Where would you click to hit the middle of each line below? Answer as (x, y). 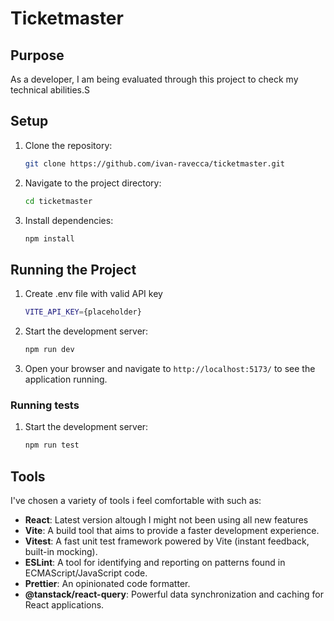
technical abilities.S (50, 90)
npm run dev (49, 350)
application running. (66, 379)
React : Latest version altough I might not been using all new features (166, 519)
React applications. (64, 604)
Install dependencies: (69, 220)
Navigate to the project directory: (93, 183)
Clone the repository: (68, 145)
